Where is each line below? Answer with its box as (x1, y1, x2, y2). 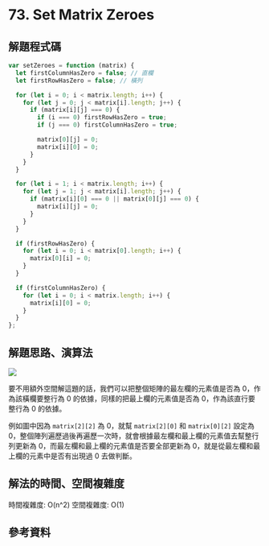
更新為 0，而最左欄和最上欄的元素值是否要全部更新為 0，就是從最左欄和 (14, 441, 254, 450)
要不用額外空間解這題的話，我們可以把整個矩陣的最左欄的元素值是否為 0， (8, 383, 255, 393)
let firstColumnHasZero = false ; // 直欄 (15, 68, 154, 77)
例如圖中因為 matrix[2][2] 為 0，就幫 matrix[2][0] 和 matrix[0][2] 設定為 (8, 420, 255, 430)
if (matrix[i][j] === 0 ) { (29, 106, 120, 114)
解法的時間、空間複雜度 (8, 477, 124, 490)
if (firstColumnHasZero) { (15, 283, 106, 292)
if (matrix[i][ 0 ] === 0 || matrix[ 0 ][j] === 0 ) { (29, 195, 199, 203)
